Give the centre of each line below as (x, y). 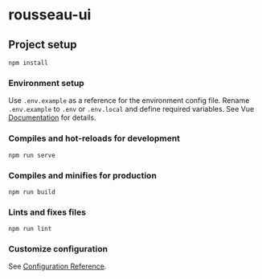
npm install (28, 63)
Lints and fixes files (47, 212)
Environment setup (46, 83)
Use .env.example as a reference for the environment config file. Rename (129, 101)
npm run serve (32, 155)
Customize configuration (58, 249)
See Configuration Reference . (57, 266)
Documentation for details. (52, 117)
